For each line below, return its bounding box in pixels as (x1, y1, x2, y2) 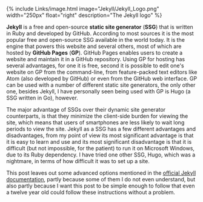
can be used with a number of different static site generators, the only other (6, 81, 196, 89)
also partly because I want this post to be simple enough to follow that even (6, 182, 195, 189)
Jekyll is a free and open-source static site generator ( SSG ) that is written (6, 24, 194, 30)
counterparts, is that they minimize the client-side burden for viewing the (6, 112, 188, 120)
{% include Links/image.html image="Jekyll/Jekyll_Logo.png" (6, 5, 159, 12)
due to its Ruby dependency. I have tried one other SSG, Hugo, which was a (6, 151, 196, 158)
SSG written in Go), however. (6, 94, 79, 101)
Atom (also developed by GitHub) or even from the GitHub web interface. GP (6, 75, 198, 82)
